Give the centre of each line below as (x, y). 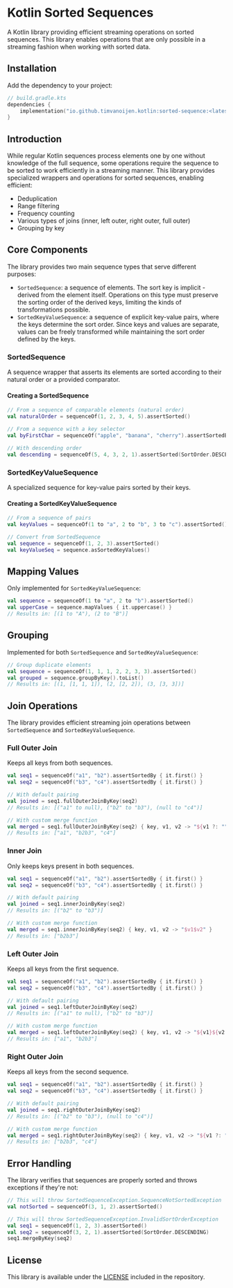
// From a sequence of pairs (49, 518)
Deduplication (37, 198)
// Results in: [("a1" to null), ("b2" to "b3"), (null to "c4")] (105, 807)
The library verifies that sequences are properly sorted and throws (102, 1180)
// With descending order (44, 448)
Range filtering (38, 206)
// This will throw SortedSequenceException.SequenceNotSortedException (114, 1201)
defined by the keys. (46, 339)
